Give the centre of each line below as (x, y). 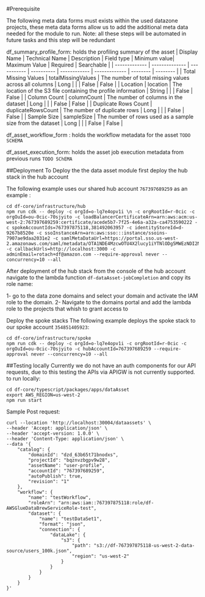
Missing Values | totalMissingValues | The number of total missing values (98, 78)
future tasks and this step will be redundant (61, 40)
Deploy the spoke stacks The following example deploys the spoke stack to (101, 320)
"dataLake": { (68, 535)
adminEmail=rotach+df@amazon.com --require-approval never (83, 254)
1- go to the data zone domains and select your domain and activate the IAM (102, 296)
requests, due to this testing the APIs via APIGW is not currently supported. (101, 372)
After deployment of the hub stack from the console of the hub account (96, 271)
